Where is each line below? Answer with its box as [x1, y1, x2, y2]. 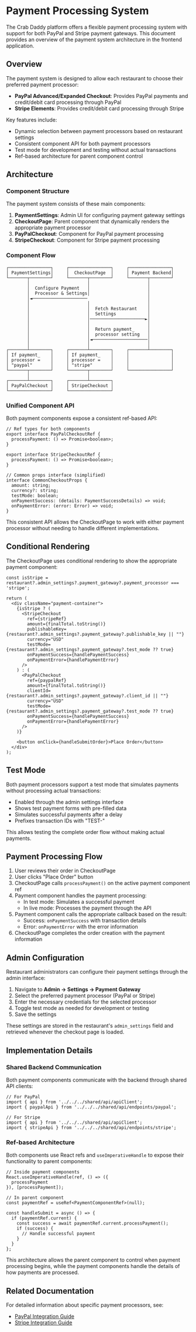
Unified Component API [6, 401, 75, 409]
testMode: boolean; [11, 493, 59, 499]
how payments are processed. [6, 1269, 80, 1276]
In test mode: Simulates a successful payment [23, 899, 135, 906]
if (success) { [16, 1226, 54, 1232]
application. [6, 42, 35, 49]
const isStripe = [6, 575, 49, 581]
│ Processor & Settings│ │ [27, 290, 150, 296]
